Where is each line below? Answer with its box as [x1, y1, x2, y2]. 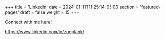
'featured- [139, 4, 161, 10]
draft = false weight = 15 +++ [20, 9, 80, 15]
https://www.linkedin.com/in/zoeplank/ [5, 29, 85, 34]
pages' [5, 9, 19, 15]
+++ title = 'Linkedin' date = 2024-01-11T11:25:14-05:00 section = [5, 4, 139, 10]
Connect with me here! [5, 19, 52, 25]
